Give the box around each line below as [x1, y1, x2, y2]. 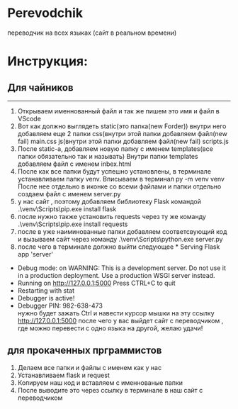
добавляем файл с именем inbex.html [17, 159, 132, 168]
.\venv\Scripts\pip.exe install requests [17, 220, 128, 228]
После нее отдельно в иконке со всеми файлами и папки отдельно [17, 182, 222, 191]
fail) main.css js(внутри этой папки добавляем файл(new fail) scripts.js [17, 137, 229, 145]
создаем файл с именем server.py [17, 189, 121, 198]
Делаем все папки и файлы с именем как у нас [17, 363, 161, 371]
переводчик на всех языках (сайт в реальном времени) [7, 28, 177, 37]
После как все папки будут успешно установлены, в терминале [17, 167, 211, 175]
